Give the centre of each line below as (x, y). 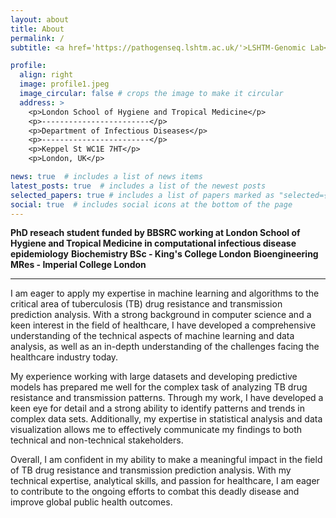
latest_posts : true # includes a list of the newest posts (138, 186)
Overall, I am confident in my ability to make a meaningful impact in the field (166, 460)
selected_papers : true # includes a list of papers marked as (142, 195)
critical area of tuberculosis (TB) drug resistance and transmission (146, 304)
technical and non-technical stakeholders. (97, 440)
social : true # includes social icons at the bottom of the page (151, 204)
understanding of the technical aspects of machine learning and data (152, 336)
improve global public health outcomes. (91, 502)
